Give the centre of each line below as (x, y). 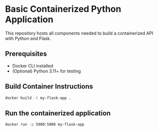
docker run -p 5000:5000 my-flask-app (45, 125)
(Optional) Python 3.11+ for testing (46, 71)
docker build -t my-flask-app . (38, 98)
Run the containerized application (58, 113)
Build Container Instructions (49, 86)
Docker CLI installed (32, 66)
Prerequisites (26, 54)
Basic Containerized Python (63, 9)
